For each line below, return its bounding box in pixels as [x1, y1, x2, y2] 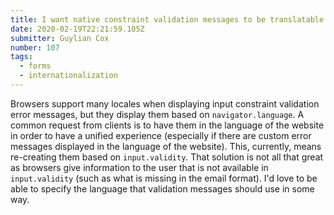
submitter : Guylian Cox [10, 33, 110, 43]
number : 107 [10, 42, 60, 53]
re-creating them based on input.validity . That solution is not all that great [10, 151, 324, 163]
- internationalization [19, 71, 118, 81]
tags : [10, 52, 33, 62]
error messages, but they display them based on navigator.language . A [10, 108, 305, 120]
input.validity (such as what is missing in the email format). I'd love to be [10, 172, 318, 184]
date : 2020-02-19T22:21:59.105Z [10, 24, 145, 34]
